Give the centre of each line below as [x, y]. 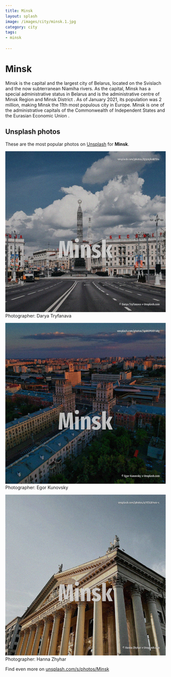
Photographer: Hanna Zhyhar [36, 659]
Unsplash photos [33, 132]
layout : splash [21, 16]
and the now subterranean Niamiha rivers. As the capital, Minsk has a [78, 88]
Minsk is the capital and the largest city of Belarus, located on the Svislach [83, 83]
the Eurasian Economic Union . [37, 115]
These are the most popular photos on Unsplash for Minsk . [67, 144]
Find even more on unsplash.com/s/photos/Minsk [57, 669]
